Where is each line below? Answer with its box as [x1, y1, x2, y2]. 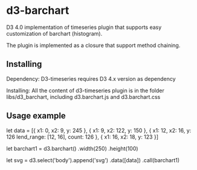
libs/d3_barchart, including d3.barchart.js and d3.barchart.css [6, 93, 161, 100]
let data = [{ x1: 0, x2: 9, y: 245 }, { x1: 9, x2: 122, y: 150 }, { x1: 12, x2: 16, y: [6, 127, 192, 134]
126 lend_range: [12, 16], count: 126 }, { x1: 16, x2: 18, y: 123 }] [6, 133, 159, 140]
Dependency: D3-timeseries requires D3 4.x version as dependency [6, 75, 176, 82]
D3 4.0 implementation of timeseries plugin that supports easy [6, 24, 162, 31]
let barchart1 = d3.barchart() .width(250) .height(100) [6, 145, 138, 152]
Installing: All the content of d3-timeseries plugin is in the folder [6, 87, 164, 94]
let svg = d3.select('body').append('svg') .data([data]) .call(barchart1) [6, 156, 180, 163]
